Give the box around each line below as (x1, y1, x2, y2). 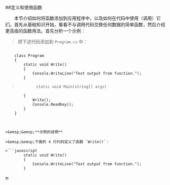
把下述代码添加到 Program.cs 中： (17, 39, 88, 45)
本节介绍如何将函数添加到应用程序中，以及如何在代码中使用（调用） (14, 15, 156, 21)
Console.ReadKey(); (32, 102, 74, 107)
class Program (14, 53, 44, 58)
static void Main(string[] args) (36, 84, 107, 89)
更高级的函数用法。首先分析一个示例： (5, 28, 85, 34)
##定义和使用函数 (5, 5, 42, 10)
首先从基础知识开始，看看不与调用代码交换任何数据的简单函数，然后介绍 (14, 22, 165, 27)
